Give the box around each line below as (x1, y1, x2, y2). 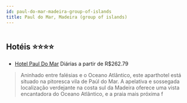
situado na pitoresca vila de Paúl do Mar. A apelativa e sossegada (20, 78, 180, 85)
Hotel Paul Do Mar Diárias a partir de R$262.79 (14, 60, 129, 68)
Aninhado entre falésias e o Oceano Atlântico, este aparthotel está (20, 72, 181, 79)
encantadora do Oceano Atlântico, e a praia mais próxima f (20, 91, 163, 98)
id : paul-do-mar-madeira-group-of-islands (6, 8, 112, 15)
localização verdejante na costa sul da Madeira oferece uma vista (20, 84, 180, 91)
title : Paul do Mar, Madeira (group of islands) (6, 14, 128, 20)
